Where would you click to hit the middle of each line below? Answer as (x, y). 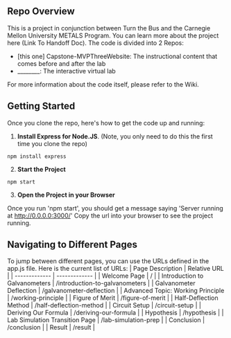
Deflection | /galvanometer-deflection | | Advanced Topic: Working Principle (116, 291)
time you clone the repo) (52, 143)
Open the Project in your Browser (66, 195)
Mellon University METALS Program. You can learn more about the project (113, 35)
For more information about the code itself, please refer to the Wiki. (103, 84)
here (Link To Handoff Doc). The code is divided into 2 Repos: (95, 43)
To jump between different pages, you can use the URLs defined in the (108, 261)
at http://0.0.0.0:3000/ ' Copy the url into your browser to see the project (110, 215)
